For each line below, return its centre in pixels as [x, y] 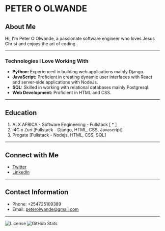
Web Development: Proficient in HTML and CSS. [62, 93]
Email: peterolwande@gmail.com [45, 209]
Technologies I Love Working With [47, 61]
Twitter [19, 167]
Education [21, 113]
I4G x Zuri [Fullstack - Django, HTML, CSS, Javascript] [67, 130]
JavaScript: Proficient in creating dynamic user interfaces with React [82, 77]
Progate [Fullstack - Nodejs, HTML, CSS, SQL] [59, 135]
